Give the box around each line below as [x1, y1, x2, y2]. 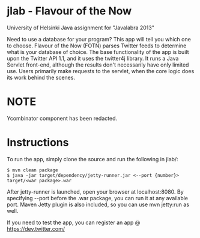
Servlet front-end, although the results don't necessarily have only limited [7, 61, 189, 68]
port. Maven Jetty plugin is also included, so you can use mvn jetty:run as [7, 201, 190, 208]
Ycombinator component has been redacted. [7, 115, 118, 122]
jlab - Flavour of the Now [7, 4, 132, 18]
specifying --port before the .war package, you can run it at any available [7, 194, 189, 201]
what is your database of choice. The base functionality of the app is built [7, 48, 189, 55]
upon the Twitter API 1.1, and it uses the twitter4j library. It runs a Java [7, 55, 179, 62]
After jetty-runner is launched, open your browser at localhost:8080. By [7, 188, 184, 195]
